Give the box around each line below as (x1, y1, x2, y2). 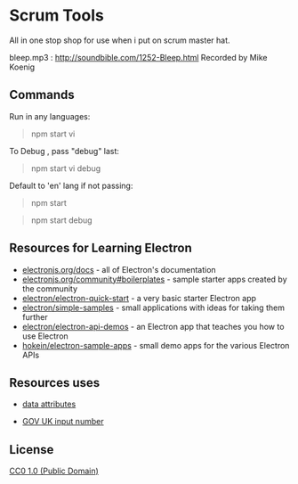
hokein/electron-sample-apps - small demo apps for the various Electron (21, 340, 290, 350)
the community (21, 283, 78, 294)
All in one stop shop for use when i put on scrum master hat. (9, 35, 230, 45)
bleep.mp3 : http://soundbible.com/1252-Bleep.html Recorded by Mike (9, 52, 268, 62)
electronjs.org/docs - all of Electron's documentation (21, 264, 216, 275)
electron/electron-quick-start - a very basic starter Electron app (21, 292, 256, 303)
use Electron (21, 331, 68, 341)
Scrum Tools (9, 5, 104, 26)
